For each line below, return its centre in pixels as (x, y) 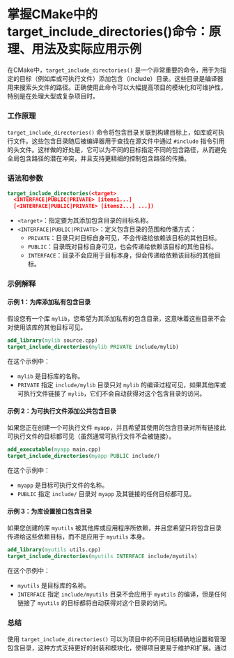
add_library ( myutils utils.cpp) (54, 550)
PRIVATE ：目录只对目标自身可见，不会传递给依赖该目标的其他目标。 (124, 238)
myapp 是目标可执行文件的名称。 (63, 485)
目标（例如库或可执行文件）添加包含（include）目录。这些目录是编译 (118, 78)
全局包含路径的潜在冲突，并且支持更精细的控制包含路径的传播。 (99, 158)
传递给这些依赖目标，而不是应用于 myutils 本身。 (78, 537)
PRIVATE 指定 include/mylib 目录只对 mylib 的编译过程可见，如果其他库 (119, 385)
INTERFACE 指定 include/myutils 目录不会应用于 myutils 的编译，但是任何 (122, 594)
